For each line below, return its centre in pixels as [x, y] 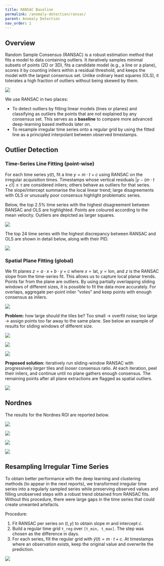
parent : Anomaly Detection [32, 19]
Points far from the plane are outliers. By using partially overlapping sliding [80, 282]
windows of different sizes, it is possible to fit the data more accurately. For [81, 287]
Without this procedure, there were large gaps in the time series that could [80, 499]
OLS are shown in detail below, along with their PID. [57, 239]
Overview [20, 43]
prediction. [23, 549]
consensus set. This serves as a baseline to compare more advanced [82, 119]
